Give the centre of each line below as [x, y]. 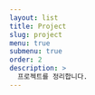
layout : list [34, 18]
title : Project [38, 26]
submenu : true [36, 52]
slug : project [36, 34]
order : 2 [26, 60]
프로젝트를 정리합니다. [53, 77]
